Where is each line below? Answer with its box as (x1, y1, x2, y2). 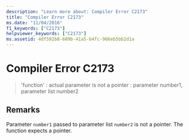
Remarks (6, 105, 41, 115)
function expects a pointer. (6, 127, 72, 134)
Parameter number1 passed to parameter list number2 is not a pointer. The (6, 120, 184, 128)
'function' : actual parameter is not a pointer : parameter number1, (20, 81, 183, 88)
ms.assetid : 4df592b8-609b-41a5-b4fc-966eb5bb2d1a (6, 36, 135, 42)
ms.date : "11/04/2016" (6, 20, 63, 26)
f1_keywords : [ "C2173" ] (6, 25, 66, 31)
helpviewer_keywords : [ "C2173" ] (6, 31, 86, 37)
